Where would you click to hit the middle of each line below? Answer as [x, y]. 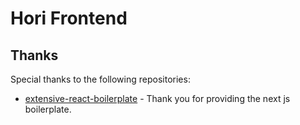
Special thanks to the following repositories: [100, 79]
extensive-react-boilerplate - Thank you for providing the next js [157, 98]
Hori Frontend [69, 18]
